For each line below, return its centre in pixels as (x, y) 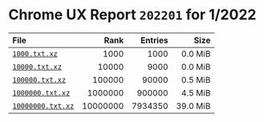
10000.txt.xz (37, 67)
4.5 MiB (196, 92)
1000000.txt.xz (41, 93)
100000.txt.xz (39, 79)
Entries (154, 40)
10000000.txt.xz (43, 106)
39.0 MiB (193, 106)
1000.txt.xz (35, 53)
